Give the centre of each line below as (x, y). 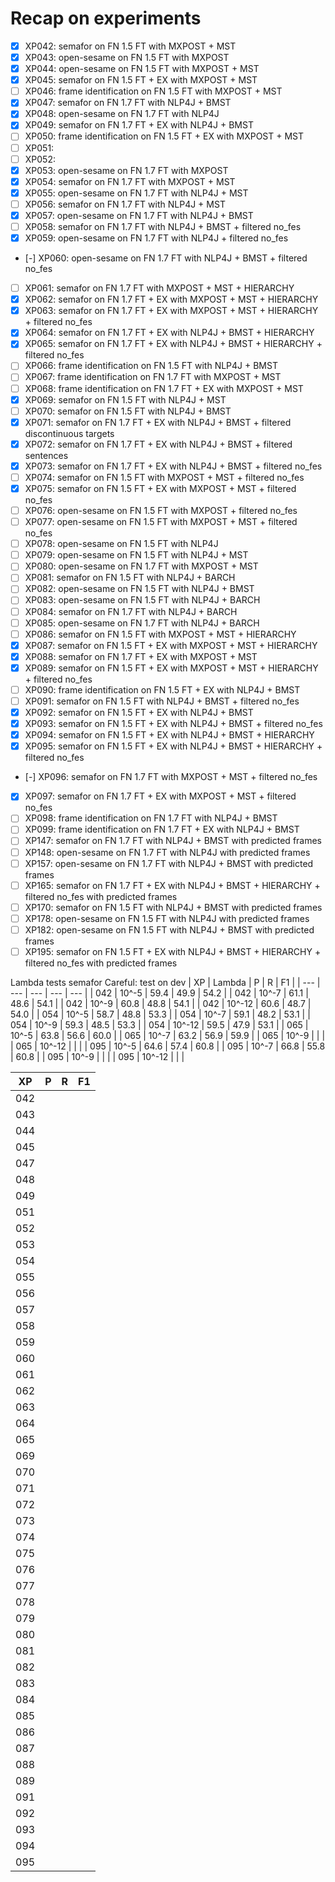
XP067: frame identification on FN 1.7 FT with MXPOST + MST (153, 377)
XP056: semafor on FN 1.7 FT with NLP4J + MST (125, 204)
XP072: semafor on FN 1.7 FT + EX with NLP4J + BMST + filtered (158, 444)
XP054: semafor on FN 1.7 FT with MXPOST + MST (130, 181)
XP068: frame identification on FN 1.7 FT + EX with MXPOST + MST (164, 388)
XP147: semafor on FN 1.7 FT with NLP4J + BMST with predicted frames (173, 841)
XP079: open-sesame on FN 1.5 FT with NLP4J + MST (136, 555)
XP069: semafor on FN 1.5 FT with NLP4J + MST (125, 399)
